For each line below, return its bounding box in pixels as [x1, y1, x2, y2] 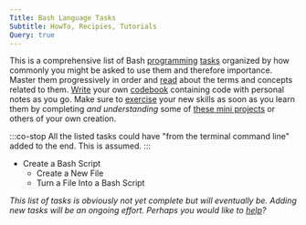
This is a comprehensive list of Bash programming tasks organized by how [9, 56, 290, 66]
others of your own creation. [9, 113, 117, 124]
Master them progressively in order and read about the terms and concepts [9, 75, 293, 86]
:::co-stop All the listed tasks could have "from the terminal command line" [9, 131, 290, 142]
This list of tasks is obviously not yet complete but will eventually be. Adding [9, 195, 297, 206]
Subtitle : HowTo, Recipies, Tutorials [9, 22, 157, 31]
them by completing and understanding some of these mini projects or [9, 104, 276, 115]
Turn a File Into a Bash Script [36, 178, 145, 189]
